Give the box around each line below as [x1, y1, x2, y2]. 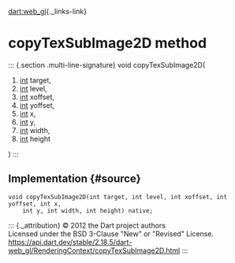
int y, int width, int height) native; [22, 206, 154, 215]
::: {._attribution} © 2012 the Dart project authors [8, 220, 166, 230]
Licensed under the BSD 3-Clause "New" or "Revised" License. [8, 228, 214, 239]
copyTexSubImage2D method [8, 35, 207, 52]
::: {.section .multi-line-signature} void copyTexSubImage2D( [8, 60, 206, 69]
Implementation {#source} [8, 172, 142, 186]
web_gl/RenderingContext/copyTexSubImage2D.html [8, 246, 181, 255]
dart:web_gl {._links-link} [8, 7, 87, 16]
